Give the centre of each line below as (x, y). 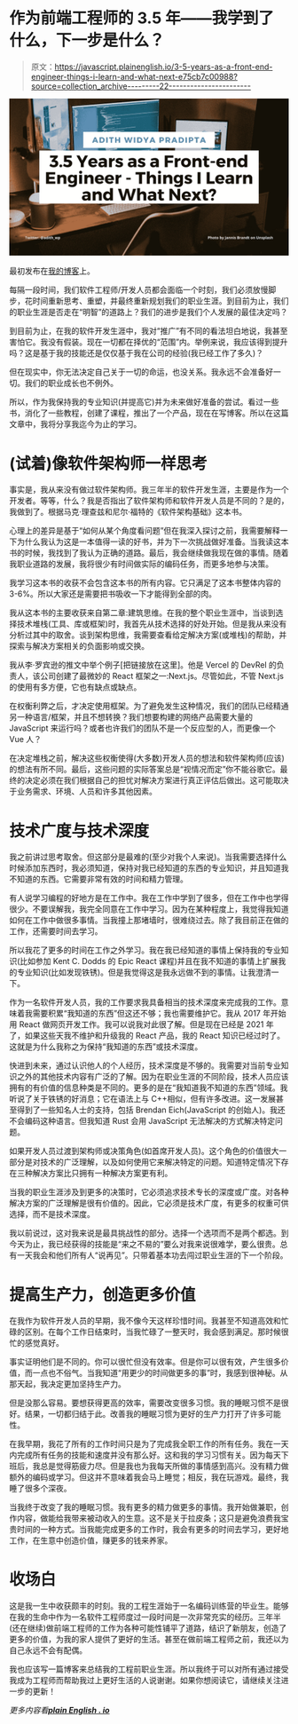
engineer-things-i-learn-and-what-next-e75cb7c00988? (134, 76)
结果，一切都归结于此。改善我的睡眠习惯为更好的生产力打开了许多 (145, 1414)
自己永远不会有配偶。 (48, 1650)
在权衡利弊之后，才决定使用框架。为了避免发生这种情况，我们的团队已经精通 (149, 706)
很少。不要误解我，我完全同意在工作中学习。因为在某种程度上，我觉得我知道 (149, 909)
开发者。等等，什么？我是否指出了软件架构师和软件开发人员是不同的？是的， (149, 501)
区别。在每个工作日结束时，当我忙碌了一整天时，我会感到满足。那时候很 (157, 1332)
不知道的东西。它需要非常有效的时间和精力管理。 (98, 879)
